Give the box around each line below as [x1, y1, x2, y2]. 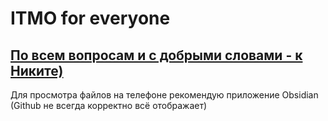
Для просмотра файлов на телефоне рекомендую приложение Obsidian [10, 89, 319, 101]
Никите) [10, 62, 64, 79]
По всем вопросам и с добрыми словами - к [10, 47, 303, 64]
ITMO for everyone [10, 7, 171, 30]
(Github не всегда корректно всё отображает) [10, 100, 208, 111]
